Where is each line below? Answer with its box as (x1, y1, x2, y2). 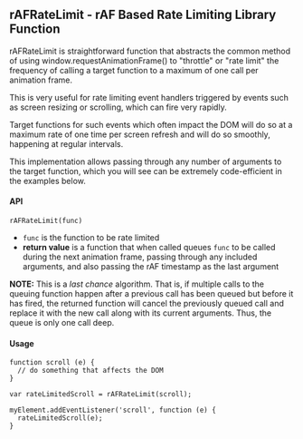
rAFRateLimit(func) (9, 217, 83, 226)
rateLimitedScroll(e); (17, 414, 103, 423)
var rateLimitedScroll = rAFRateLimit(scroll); (9, 390, 193, 399)
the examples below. (9, 175, 86, 186)
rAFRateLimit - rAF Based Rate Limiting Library (9, 7, 277, 23)
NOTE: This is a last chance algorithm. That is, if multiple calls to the (9, 278, 265, 289)
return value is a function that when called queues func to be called (22, 242, 276, 253)
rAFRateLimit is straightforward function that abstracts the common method (9, 45, 291, 56)
